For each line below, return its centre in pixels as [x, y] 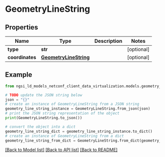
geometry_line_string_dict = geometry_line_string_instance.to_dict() [79, 131]
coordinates [22, 57]
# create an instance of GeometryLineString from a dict [65, 136]
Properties [22, 27]
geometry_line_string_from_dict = [41, 141]
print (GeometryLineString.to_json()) [44, 118]
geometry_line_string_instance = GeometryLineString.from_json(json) [78, 109]
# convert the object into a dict [41, 126]
